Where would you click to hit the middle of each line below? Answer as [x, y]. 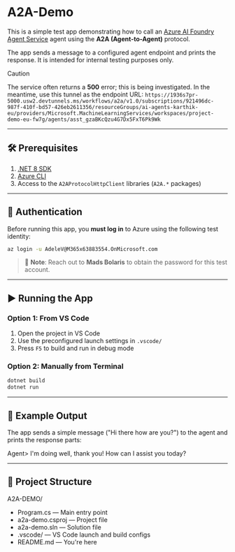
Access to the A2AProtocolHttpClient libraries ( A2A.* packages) [109, 183]
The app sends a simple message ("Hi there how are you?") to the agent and [117, 432]
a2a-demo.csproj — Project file [63, 520]
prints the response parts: [44, 440]
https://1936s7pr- [171, 95]
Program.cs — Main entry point [63, 512]
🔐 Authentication [45, 212]
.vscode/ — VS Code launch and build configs [84, 535]
